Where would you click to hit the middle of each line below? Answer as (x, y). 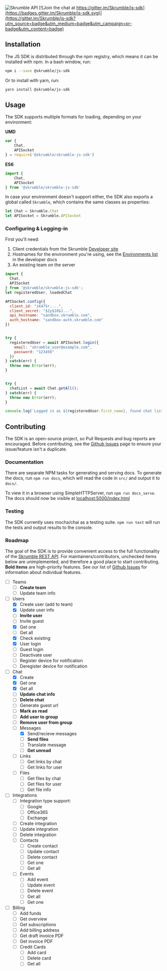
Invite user (31, 616)
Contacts (29, 840)
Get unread (39, 750)
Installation (23, 45)
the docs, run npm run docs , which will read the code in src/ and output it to (83, 478)
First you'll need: (22, 239)
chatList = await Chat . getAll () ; (44, 388)
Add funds (31, 913)
